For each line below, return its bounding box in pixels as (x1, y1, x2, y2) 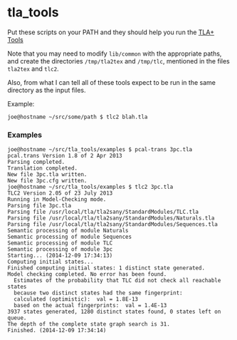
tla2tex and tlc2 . (7, 64, 59, 73)
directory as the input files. (7, 86, 87, 94)
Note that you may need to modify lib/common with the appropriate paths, (7, 49, 222, 58)
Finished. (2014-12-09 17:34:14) (7, 327, 107, 334)
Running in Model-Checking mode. (7, 196, 107, 203)
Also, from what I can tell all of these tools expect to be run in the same (7, 78, 216, 86)
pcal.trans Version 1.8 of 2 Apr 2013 (7, 153, 122, 160)
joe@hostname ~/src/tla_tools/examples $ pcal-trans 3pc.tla (7, 146, 193, 153)
